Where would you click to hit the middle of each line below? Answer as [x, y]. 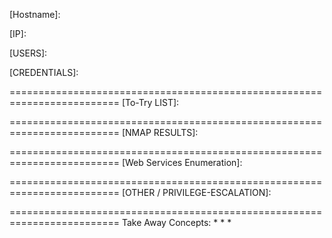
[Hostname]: [35, 14]
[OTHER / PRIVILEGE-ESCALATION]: [196, 192]
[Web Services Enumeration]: [182, 162]
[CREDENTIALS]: [44, 72]
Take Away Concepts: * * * [176, 222]
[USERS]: [28, 53]
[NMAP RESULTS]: [160, 132]
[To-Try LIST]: [150, 102]
